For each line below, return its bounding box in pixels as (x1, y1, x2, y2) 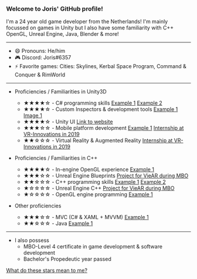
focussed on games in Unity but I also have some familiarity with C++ (6, 24, 174, 31)
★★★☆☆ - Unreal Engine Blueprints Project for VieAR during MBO (23, 172, 189, 179)
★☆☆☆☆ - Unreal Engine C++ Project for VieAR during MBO (23, 184, 175, 192)
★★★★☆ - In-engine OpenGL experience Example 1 (23, 166, 154, 173)
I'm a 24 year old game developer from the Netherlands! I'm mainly (6, 18, 168, 25)
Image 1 (23, 112, 42, 119)
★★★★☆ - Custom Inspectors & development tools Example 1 (23, 106, 178, 113)
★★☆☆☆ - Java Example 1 (23, 220, 93, 227)
